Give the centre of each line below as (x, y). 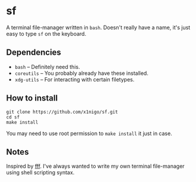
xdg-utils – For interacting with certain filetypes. (75, 79)
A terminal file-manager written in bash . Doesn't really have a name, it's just (98, 27)
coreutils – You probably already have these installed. (81, 73)
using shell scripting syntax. (40, 172)
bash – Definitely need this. (47, 67)
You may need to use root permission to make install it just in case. (89, 133)
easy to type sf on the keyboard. (46, 33)
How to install (32, 98)
